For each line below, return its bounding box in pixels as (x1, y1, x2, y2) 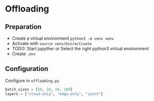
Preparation (5, 23, 42, 31)
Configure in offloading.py (5, 77, 60, 83)
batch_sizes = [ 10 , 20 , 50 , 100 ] (5, 87, 73, 92)
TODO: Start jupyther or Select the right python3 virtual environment (12, 46, 149, 51)
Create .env (12, 51, 36, 57)
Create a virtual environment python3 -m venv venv (12, 35, 114, 41)
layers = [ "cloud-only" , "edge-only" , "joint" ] (5, 91, 103, 96)
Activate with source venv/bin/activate (12, 41, 92, 46)
